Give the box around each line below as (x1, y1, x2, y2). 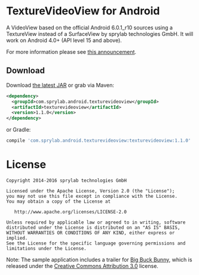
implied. (6, 235, 28, 241)
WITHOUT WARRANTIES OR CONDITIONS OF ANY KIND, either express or (6, 230, 175, 236)
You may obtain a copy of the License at (6, 198, 111, 204)
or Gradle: (6, 126, 31, 133)
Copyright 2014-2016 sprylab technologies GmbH (6, 178, 127, 184)
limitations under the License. (6, 245, 87, 252)
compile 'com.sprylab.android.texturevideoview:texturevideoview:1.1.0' (6, 137, 191, 144)
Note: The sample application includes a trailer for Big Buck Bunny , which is (6, 256, 192, 263)
